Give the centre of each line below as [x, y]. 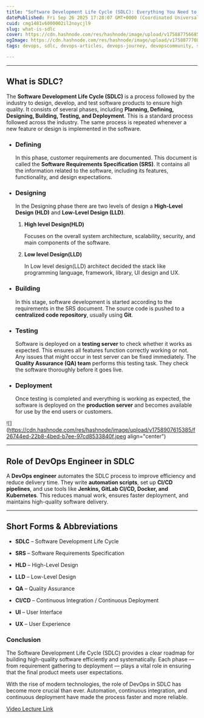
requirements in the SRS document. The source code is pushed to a [100, 308]
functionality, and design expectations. [63, 177]
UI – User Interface [39, 612]
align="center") [147, 437]
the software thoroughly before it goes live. [69, 370]
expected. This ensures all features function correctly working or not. [102, 350]
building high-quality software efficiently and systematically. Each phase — [100, 660]
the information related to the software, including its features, [92, 171]
